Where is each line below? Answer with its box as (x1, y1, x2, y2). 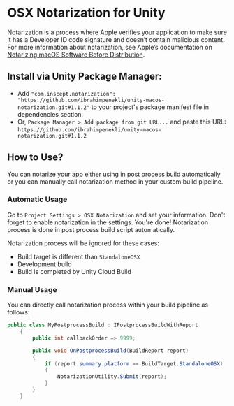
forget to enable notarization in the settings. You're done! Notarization (7, 218, 208, 226)
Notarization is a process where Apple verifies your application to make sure (7, 28, 227, 36)
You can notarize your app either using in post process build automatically (7, 170, 221, 178)
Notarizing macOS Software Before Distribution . (7, 50, 145, 59)
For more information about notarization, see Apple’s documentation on (7, 43, 213, 51)
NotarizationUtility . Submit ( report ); (57, 373, 168, 380)
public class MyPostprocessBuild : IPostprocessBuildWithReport (7, 321, 198, 329)
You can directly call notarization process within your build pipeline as (7, 300, 209, 309)
